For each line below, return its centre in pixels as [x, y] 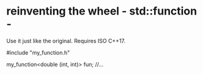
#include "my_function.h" [38, 52]
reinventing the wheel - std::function [102, 11]
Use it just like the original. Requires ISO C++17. [66, 41]
